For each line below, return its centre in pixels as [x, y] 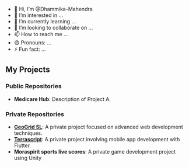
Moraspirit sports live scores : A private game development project [95, 151]
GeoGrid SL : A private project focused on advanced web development [98, 127]
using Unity [28, 158]
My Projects [28, 70]
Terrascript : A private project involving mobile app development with [97, 139]
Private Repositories [35, 114]
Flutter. [22, 145]
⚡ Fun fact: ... [30, 49]
